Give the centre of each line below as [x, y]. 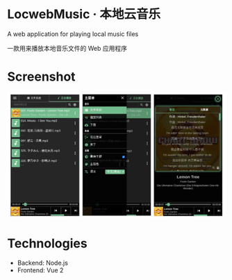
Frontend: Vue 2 [40, 270]
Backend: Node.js [42, 263]
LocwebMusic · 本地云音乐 [84, 14]
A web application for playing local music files [73, 34]
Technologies [48, 243]
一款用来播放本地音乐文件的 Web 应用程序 [67, 48]
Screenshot [41, 77]
